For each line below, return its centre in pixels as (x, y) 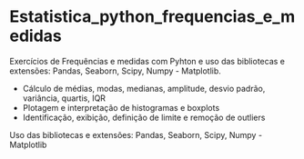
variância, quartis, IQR (64, 98)
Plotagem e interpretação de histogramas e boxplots (121, 107)
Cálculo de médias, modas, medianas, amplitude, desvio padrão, (144, 88)
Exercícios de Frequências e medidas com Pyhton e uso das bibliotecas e (147, 61)
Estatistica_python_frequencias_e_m (152, 17)
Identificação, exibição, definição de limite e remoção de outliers (144, 117)
